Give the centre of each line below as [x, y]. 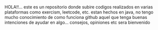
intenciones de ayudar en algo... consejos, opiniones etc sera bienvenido [78, 22]
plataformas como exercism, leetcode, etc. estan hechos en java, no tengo [79, 12]
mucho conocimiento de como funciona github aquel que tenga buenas [76, 17]
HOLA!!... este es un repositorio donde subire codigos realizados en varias [79, 7]
